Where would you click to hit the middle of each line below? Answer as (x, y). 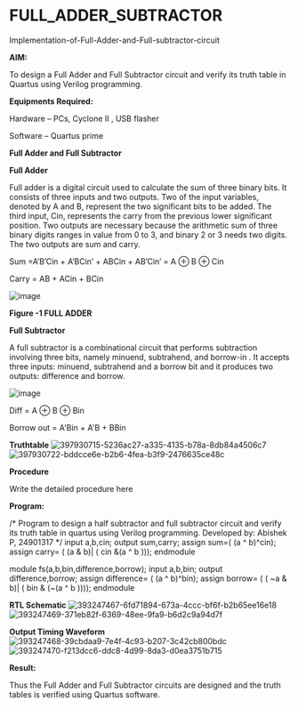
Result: (23, 667)
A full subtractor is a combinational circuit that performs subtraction (133, 347)
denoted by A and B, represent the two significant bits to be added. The (141, 206)
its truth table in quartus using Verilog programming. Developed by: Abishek (148, 532)
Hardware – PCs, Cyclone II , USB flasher (85, 118)
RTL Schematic (38, 605)
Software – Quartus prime (56, 135)
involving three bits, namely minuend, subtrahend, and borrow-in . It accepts (149, 357)
